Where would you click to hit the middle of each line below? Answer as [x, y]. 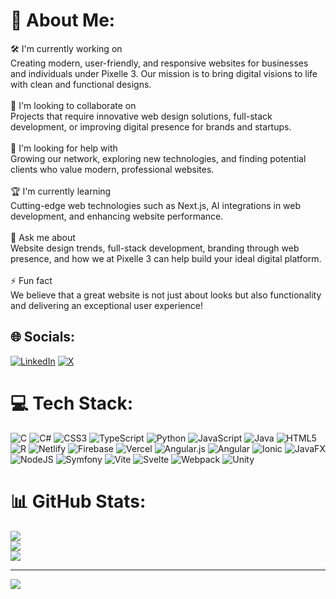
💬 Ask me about [43, 237]
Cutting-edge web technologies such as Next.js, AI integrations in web [156, 205]
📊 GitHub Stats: [78, 501]
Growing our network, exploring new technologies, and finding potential [158, 158]
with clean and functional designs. [81, 84]
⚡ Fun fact [31, 280]
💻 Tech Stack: [72, 403]
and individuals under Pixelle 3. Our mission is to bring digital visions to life [164, 73]
